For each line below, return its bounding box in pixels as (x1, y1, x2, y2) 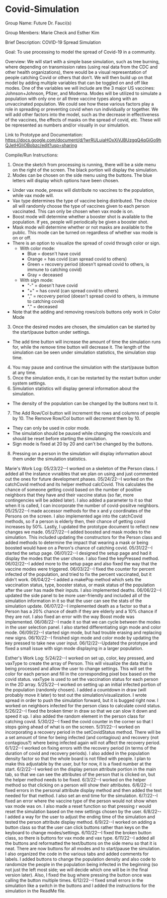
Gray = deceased (27, 271, 63, 277)
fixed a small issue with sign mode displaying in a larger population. (5, 645, 144, 651)
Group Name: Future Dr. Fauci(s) (5, 20, 72, 26)
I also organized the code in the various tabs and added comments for (5, 851, 149, 857)
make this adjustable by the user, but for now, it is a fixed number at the (5, 761, 152, 767)
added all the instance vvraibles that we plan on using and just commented (5, 471, 159, 477)
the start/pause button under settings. (12, 329, 90, 335)
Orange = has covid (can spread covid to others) (27, 256, 127, 262)
